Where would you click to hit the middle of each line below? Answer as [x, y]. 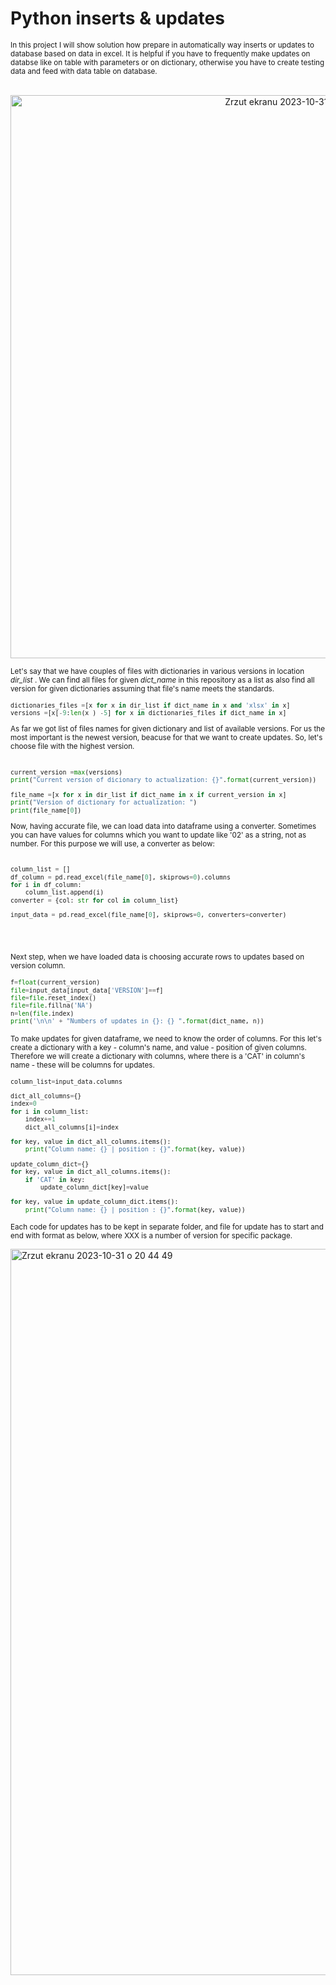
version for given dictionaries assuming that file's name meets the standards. [142, 688]
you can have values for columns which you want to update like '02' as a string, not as [158, 835]
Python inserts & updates [117, 18]
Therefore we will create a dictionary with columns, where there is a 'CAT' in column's [158, 1056]
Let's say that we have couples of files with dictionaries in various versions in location [157, 671]
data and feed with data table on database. [84, 71]
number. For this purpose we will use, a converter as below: [112, 843]
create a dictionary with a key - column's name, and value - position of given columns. [158, 1047]
